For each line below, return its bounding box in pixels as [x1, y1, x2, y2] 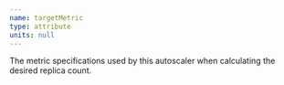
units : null [9, 30, 55, 39]
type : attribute [9, 22, 71, 31]
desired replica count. [9, 65, 92, 76]
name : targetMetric [9, 13, 84, 23]
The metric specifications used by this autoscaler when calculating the [9, 56, 276, 67]
